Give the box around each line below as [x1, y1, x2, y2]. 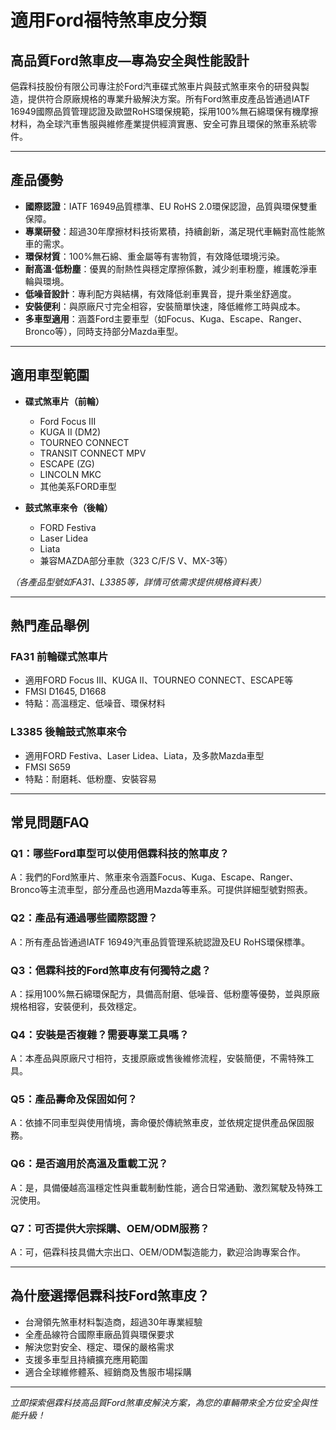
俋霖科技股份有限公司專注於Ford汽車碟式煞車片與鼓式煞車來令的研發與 [10, 81, 301, 92]
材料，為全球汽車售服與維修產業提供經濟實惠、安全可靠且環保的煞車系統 [10, 118, 308, 130]
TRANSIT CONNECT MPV [39, 447, 147, 459]
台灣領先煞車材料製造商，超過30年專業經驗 [24, 1316, 203, 1328]
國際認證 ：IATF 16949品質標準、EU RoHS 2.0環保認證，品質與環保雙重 [24, 200, 318, 212]
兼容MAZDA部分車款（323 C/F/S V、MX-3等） [39, 554, 233, 566]
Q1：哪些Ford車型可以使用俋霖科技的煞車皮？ [10, 846, 230, 860]
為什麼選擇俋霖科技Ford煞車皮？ [10, 1287, 210, 1305]
